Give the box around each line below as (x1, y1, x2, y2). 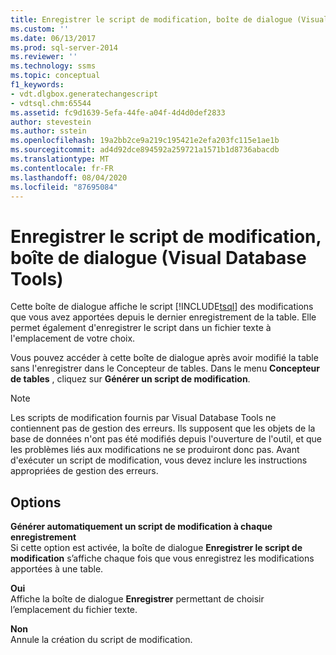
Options (10, 494, 62, 511)
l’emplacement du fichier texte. (10, 604, 138, 616)
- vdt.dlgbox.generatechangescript (10, 89, 159, 99)
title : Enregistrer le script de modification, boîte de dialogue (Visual (10, 14, 329, 25)
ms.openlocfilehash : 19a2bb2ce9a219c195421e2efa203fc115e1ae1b (10, 136, 280, 146)
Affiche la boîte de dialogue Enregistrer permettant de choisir (10, 593, 265, 605)
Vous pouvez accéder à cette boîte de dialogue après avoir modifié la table (10, 352, 319, 364)
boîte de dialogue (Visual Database (10, 246, 307, 269)
